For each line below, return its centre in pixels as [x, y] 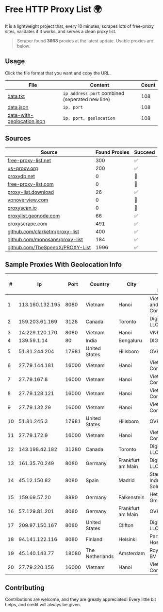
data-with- [21, 115]
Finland [94, 540]
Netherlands [100, 557]
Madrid [127, 481]
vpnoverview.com [28, 200]
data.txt [16, 96]
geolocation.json [26, 121]
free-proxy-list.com [31, 184]
